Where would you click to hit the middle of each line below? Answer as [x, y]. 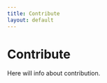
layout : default [30, 20]
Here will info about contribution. [54, 73]
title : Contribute [33, 13]
